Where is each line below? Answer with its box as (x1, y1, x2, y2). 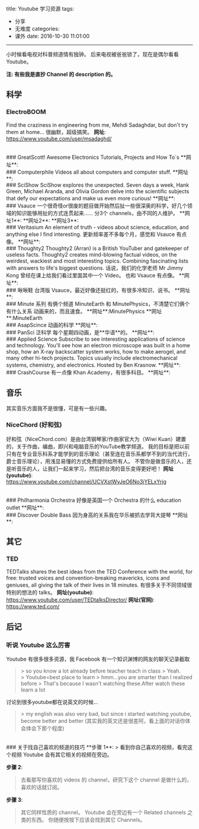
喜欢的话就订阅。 (20, 784, 63, 791)
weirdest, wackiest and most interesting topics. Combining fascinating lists (6, 257, 188, 264)
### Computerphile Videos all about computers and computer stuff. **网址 (6, 168, 188, 175)
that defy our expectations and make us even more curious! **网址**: (6, 194, 176, 201)
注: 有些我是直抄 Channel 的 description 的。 (6, 71, 116, 78)
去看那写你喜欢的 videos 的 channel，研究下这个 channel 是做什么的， (20, 776, 192, 783)
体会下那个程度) (25, 725, 65, 732)
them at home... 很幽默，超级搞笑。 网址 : (6, 128, 106, 135)
